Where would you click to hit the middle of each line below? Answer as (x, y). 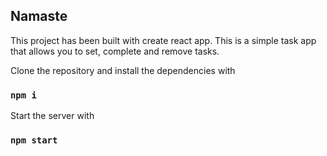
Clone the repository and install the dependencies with (123, 70)
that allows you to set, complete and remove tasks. (115, 51)
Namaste (39, 16)
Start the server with (52, 116)
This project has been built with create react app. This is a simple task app (163, 40)
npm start (34, 140)
